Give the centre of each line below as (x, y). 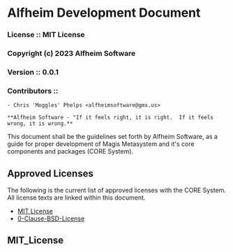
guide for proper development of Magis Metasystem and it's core (101, 144)
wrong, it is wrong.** (40, 124)
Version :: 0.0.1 (33, 72)
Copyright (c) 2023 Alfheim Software (72, 54)
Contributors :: (33, 91)
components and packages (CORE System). (70, 151)
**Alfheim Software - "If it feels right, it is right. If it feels (111, 118)
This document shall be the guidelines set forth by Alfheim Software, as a (113, 137)
